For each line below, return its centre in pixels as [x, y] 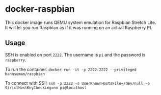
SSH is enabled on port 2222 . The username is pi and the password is [75, 55]
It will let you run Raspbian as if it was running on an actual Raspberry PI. [79, 27]
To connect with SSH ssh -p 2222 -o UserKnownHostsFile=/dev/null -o [78, 83]
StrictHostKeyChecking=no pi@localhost [46, 88]
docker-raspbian [40, 9]
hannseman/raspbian [25, 74]
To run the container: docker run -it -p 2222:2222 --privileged [71, 69]
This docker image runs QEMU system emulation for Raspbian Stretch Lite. [80, 22]
